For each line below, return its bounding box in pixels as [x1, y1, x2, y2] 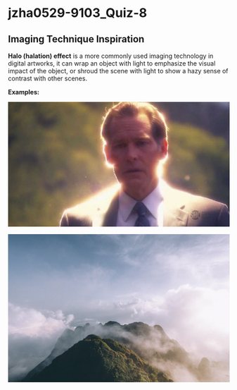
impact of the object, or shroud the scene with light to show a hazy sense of [8, 67, 229, 75]
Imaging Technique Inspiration [8, 33, 145, 45]
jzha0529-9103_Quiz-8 [8, 5, 148, 21]
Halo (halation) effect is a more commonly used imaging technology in [8, 51, 214, 60]
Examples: [8, 88, 39, 96]
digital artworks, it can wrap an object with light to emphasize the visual [8, 59, 216, 68]
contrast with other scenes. [8, 74, 87, 83]
